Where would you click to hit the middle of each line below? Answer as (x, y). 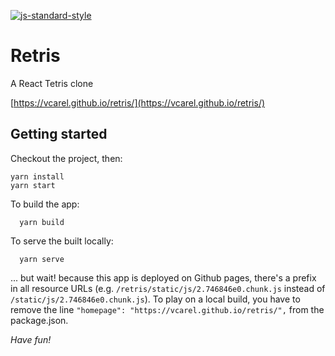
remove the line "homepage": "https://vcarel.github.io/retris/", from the (167, 309)
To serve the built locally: (62, 241)
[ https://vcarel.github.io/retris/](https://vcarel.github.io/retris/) (138, 102)
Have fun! (31, 339)
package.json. (39, 320)
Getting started (59, 134)
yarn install (37, 176)
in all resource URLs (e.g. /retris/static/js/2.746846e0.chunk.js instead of (168, 288)
